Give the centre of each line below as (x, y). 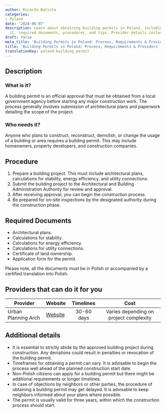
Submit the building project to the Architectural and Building (73, 184)
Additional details (33, 336)
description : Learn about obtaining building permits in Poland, (74, 28)
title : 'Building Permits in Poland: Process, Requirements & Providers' (83, 47)
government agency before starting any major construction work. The (76, 102)
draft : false (19, 38)
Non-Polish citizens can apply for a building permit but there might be (83, 373)
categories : (17, 14)
